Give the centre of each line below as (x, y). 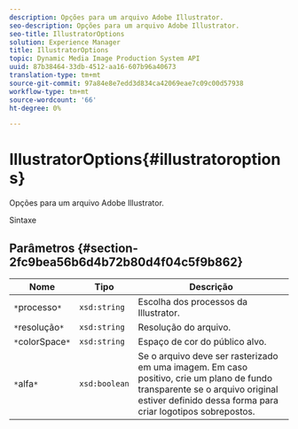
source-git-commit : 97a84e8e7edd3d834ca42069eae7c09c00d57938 (126, 83)
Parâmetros (42, 248)
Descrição (211, 287)
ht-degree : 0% (35, 108)
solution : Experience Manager (65, 42)
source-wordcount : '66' (53, 100)
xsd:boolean (105, 383)
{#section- (108, 248)
